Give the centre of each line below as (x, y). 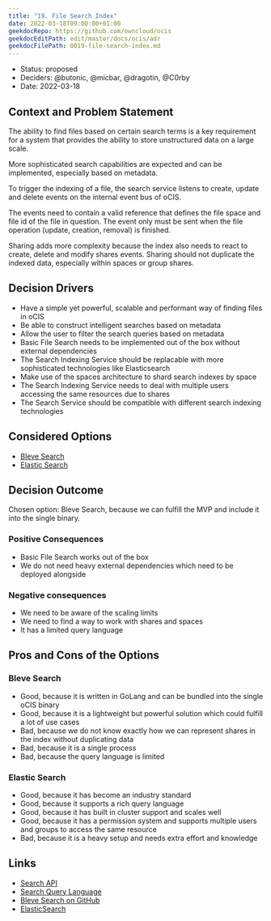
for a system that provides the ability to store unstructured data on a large (131, 139)
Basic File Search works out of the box (85, 556)
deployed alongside (53, 574)
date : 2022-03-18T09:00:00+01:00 (65, 23)
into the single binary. (44, 518)
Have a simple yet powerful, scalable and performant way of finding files (141, 308)
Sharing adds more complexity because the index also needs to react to (128, 245)
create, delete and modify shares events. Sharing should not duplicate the (131, 254)
